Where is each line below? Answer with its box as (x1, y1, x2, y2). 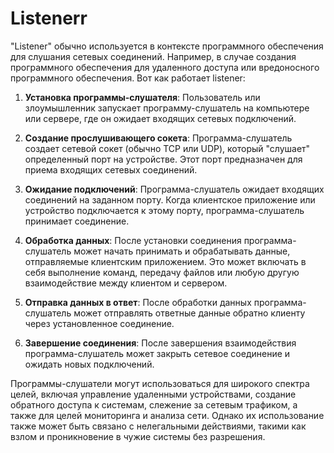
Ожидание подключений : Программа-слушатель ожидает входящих (24, 183, 325, 195)
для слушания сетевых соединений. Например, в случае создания (10, 50, 297, 62)
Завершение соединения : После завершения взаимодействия (24, 337, 297, 349)
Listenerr (10, 7, 88, 30)
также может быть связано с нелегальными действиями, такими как (10, 420, 307, 432)
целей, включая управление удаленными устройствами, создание (10, 388, 297, 400)
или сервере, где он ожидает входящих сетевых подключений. (24, 112, 297, 124)
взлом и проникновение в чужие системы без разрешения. (10, 430, 266, 442)
